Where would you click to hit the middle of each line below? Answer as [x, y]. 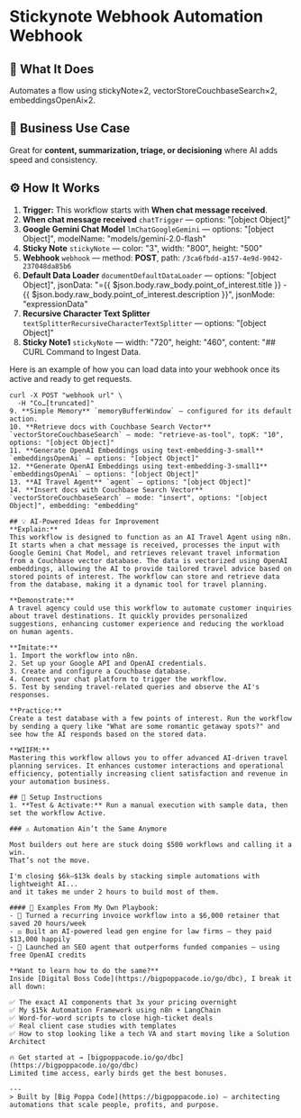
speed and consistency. [54, 159]
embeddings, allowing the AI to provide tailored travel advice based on [151, 568]
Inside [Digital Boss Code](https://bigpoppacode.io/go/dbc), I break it [151, 978]
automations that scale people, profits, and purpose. [114, 1104]
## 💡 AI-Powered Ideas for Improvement [85, 521]
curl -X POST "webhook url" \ [66, 395]
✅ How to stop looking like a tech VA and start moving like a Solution [150, 1033]
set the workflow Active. [58, 813]
